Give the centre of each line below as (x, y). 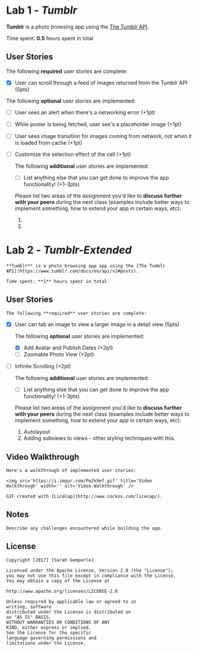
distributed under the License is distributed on (69, 612)
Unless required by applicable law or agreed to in (71, 601)
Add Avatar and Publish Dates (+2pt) (68, 347)
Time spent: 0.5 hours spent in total (50, 38)
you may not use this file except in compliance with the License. (91, 576)
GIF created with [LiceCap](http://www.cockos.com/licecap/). (84, 496)
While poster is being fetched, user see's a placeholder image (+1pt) (98, 124)
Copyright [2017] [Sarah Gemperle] (50, 560)
